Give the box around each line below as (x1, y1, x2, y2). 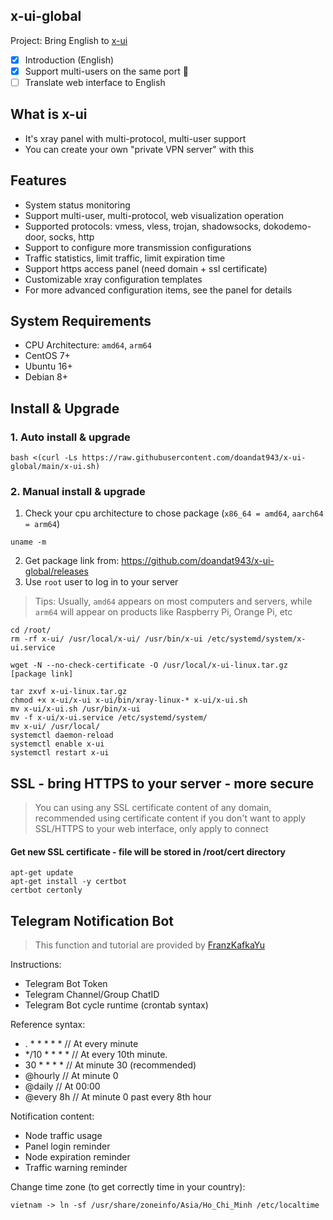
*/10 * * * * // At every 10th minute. (24, 1049, 168, 1061)
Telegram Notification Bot (10, 912, 174, 929)
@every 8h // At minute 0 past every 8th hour (24, 1091, 212, 1103)
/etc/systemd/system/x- (206, 634, 307, 644)
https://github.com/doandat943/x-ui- (121, 555, 275, 567)
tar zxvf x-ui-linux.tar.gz (10, 687, 128, 697)
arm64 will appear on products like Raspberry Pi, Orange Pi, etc (34, 606, 293, 618)
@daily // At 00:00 (24, 1080, 101, 1093)
